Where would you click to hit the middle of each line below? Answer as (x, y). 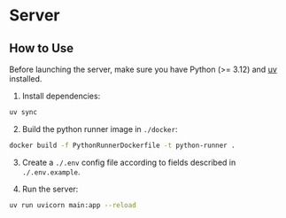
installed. (26, 79)
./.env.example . (51, 171)
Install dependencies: (61, 96)
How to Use (42, 48)
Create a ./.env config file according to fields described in (129, 162)
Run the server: (50, 189)
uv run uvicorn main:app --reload (73, 205)
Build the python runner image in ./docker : (100, 128)
